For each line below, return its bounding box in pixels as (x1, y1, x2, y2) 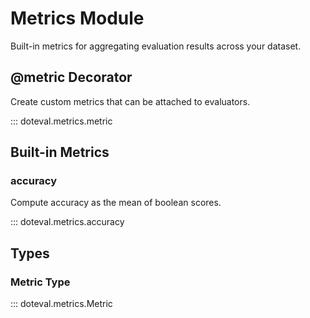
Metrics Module (10, 7, 145, 30)
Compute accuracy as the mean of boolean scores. (10, 197, 222, 209)
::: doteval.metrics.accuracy (10, 216, 125, 228)
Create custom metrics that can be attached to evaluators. (10, 95, 251, 107)
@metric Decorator (10, 69, 133, 86)
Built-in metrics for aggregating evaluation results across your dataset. (10, 40, 302, 52)
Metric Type (10, 275, 71, 289)
